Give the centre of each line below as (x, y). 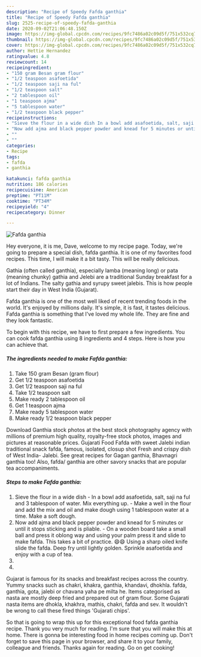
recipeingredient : (29, 67)
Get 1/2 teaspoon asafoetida (50, 380)
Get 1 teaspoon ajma (40, 406)
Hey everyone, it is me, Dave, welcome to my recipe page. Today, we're (95, 246)
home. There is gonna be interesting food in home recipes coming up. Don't (100, 635)
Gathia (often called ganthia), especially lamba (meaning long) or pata (92, 271)
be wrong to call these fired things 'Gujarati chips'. (68, 611)
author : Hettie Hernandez (38, 51)
